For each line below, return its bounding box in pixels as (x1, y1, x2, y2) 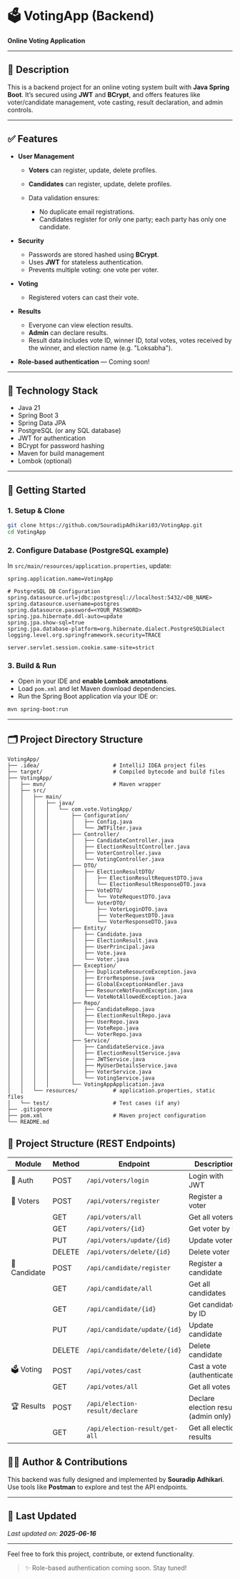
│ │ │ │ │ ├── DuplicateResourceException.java (7, 968, 196, 976)
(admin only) (188, 1411, 231, 1421)
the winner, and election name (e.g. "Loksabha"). (28, 343, 173, 352)
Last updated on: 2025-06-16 (7, 1529, 96, 1538)
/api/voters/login (86, 1176, 149, 1185)
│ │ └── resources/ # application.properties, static (7, 1087, 216, 1095)
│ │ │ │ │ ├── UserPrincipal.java (7, 943, 155, 951)
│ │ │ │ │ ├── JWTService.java (7, 1056, 145, 1063)
